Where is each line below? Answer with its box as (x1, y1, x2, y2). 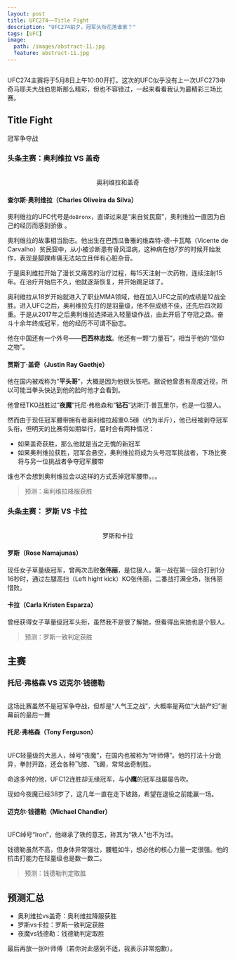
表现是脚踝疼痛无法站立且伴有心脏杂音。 (19, 254, 137, 263)
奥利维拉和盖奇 (96, 177, 140, 187)
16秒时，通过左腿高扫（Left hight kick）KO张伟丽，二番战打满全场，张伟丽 (7, 575, 223, 583)
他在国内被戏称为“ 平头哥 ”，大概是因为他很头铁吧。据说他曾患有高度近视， (7, 377, 222, 386)
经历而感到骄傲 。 (19, 221, 71, 230)
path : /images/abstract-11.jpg (13, 43, 105, 50)
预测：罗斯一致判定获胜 (24, 633, 93, 641)
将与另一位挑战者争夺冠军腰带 (17, 457, 104, 465)
